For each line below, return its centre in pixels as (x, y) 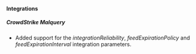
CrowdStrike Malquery (36, 22)
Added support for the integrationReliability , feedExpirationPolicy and (103, 38)
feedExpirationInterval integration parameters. (73, 44)
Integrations (22, 8)
